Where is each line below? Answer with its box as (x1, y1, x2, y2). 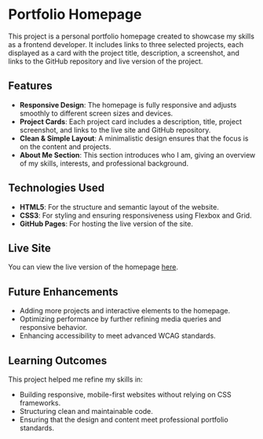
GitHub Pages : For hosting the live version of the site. (19, 218, 194, 229)
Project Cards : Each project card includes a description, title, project (19, 116, 242, 126)
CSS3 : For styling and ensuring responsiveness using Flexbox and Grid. (19, 210, 253, 220)
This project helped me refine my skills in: (8, 375, 143, 384)
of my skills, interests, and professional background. (19, 159, 189, 168)
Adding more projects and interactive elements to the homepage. (19, 306, 230, 316)
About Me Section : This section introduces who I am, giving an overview (19, 150, 256, 159)
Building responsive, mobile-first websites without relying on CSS (19, 390, 232, 399)
